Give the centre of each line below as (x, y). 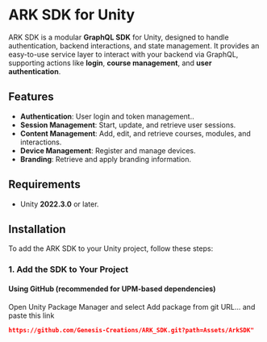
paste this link (31, 315)
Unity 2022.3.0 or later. (59, 204)
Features (31, 97)
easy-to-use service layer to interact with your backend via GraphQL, (123, 54)
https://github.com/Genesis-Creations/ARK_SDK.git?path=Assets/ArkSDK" (131, 330)
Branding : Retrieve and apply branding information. (106, 159)
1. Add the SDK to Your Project (69, 269)
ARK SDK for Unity (72, 15)
